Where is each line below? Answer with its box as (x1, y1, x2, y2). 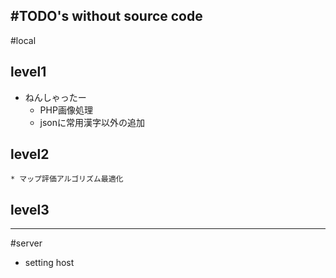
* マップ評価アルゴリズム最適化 (10, 174, 124, 184)
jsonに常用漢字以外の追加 (39, 116, 146, 128)
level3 (10, 201, 50, 218)
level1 (10, 64, 47, 81)
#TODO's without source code (10, 8, 203, 25)
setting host (24, 257, 75, 269)
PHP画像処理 (39, 104, 93, 116)
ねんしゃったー (24, 91, 87, 103)
